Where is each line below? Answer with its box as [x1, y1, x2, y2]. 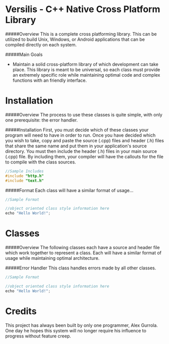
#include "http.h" [5, 173, 44, 179]
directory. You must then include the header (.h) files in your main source [5, 148, 157, 154]
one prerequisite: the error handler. [5, 117, 78, 123]
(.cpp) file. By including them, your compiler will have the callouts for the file [5, 153, 164, 159]
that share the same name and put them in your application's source [5, 143, 147, 149]
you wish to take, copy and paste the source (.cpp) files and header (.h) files [5, 137, 164, 143]
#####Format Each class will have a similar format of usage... [5, 187, 134, 193]
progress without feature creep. [5, 333, 72, 339]
